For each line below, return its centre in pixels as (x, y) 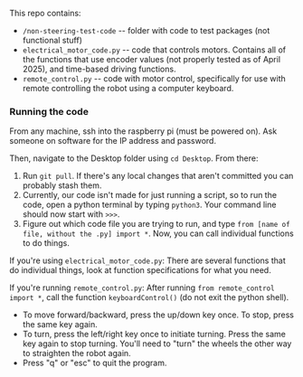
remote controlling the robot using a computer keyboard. (128, 88)
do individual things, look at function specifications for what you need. (140, 270)
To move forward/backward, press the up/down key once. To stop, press (158, 315)
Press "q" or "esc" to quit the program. (95, 363)
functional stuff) (52, 40)
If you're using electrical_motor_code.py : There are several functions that (148, 260)
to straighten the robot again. (76, 353)
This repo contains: (45, 13)
